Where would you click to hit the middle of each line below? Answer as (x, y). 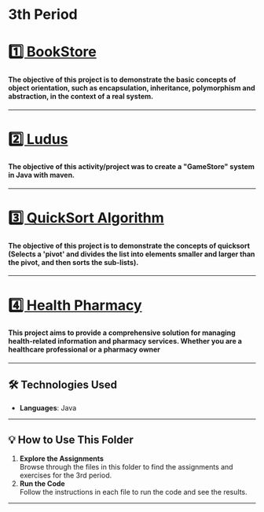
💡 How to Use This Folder (71, 439)
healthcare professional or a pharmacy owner (84, 350)
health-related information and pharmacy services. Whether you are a (125, 341)
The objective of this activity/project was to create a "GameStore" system (132, 167)
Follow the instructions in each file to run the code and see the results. (133, 492)
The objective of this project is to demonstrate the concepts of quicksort (129, 245)
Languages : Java (48, 407)
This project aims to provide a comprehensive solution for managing (122, 333)
